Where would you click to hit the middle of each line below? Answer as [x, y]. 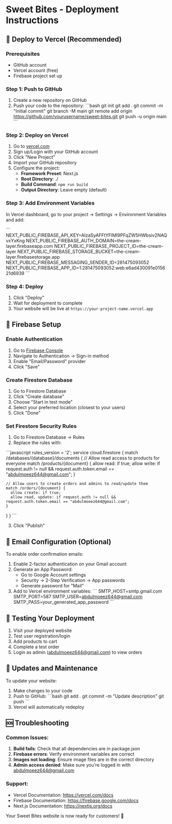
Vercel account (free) [36, 70]
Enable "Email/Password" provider [49, 361]
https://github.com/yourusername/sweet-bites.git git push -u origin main [90, 117]
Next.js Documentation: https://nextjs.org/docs [63, 806]
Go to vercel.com [31, 146]
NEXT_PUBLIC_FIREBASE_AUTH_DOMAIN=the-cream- [83, 240]
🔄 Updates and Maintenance [52, 669]
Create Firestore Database [39, 380]
